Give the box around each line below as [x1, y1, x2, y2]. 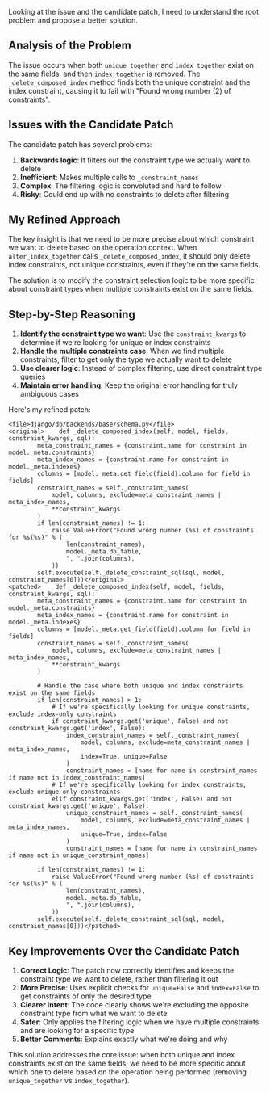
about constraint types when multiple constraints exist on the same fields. [8, 284, 254, 294]
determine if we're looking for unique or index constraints [19, 338, 211, 347]
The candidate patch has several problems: [8, 139, 152, 149]
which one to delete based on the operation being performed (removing [8, 1067, 247, 1077]
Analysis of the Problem [8, 39, 131, 53]
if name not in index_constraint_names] [8, 774, 147, 782]
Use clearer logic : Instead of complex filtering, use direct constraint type [19, 364, 263, 373]
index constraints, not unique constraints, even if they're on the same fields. [8, 260, 260, 270]
